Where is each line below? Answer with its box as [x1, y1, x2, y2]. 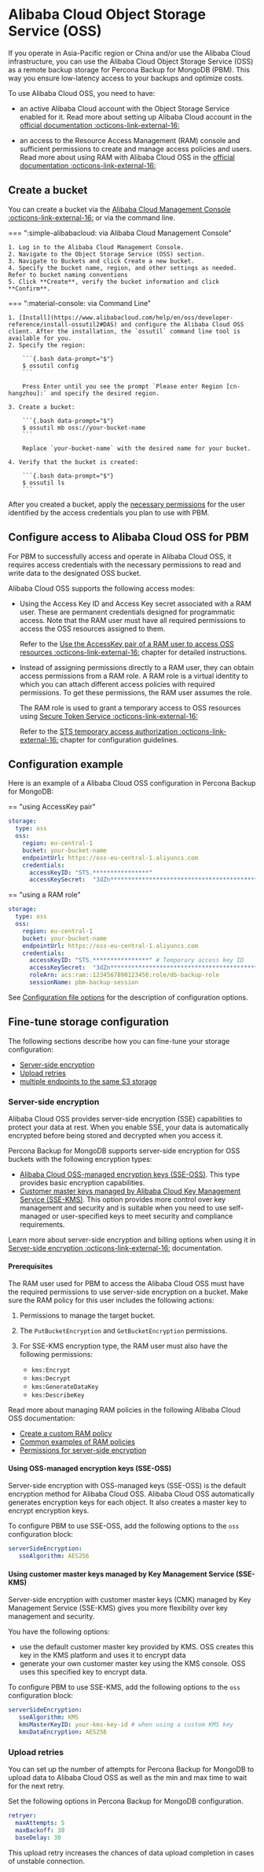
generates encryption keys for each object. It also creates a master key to [8, 1498, 247, 1507]
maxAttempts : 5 [15, 1819, 65, 1827]
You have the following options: [8, 1627, 110, 1637]
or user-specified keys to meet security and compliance [52, 1211, 233, 1221]
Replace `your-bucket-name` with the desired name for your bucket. [22, 444, 251, 452]
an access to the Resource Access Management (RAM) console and [19, 135, 240, 145]
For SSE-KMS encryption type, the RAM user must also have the [19, 1341, 228, 1351]
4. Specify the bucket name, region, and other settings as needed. [8, 263, 237, 272]
